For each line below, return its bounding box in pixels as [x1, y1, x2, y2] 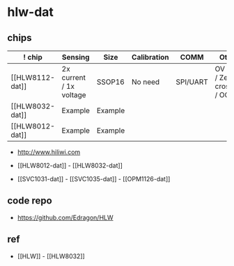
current [61, 73, 86, 82]
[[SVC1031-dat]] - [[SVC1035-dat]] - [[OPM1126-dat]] [17, 175, 171, 183]
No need [131, 77, 160, 87]
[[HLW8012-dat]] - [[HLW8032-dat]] [17, 161, 123, 169]
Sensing [61, 53, 90, 62]
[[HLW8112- [10, 73, 56, 82]
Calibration [131, 53, 169, 62]
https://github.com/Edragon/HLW [17, 213, 114, 222]
